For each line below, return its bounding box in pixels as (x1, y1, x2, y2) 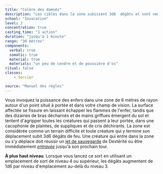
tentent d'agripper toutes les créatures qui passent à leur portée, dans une (5, 118, 154, 123)
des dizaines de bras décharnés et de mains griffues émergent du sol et (5, 112, 149, 118)
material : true (9, 57, 40, 62)
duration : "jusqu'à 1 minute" (5, 35, 66, 39)
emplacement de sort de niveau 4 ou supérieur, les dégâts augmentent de (5, 158, 153, 164)
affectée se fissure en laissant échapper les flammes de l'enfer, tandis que (5, 107, 154, 113)
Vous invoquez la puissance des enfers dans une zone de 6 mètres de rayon (5, 97, 158, 103)
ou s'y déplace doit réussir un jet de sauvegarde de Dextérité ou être (5, 138, 143, 144)
